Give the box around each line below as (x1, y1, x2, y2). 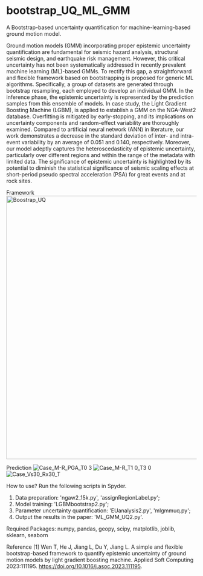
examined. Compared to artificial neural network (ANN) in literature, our (6, 126, 184, 133)
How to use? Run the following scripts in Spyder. (6, 482, 127, 489)
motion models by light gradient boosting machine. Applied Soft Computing (6, 556, 194, 563)
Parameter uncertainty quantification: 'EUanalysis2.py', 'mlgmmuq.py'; (14, 507, 191, 514)
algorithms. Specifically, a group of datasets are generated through (6, 80, 173, 88)
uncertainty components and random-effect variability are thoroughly (6, 119, 179, 126)
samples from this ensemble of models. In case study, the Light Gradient (6, 99, 187, 107)
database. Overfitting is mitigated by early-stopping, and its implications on (6, 113, 193, 120)
